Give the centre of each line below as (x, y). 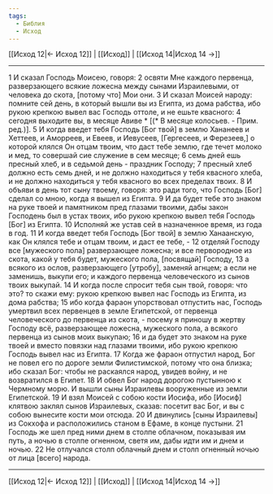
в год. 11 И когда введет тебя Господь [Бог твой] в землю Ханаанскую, (131, 234)
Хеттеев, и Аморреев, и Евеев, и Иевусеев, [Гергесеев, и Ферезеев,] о (132, 138)
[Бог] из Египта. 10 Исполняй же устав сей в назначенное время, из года (135, 225)
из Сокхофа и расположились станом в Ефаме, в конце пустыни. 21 (126, 423)
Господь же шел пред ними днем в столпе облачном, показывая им (127, 432)
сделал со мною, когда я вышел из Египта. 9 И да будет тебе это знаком (135, 199)
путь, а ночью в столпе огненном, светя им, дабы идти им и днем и (126, 441)
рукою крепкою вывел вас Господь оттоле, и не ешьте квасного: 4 (125, 112)
